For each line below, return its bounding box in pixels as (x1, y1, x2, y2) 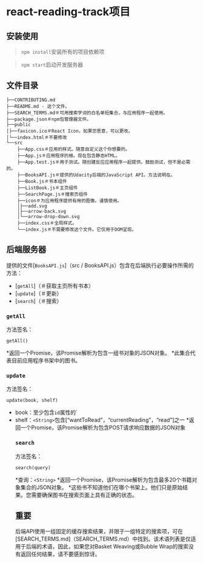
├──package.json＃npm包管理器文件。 (6, 116, 92, 122)
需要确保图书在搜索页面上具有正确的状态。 (31, 491, 138, 498)
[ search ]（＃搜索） (15, 297, 62, 304)
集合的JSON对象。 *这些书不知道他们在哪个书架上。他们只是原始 (20, 484, 183, 491)
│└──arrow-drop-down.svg (17, 213, 80, 219)
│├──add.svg (17, 203, 47, 209)
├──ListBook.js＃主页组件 (17, 185, 78, 191)
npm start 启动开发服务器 (21, 61, 84, 68)
